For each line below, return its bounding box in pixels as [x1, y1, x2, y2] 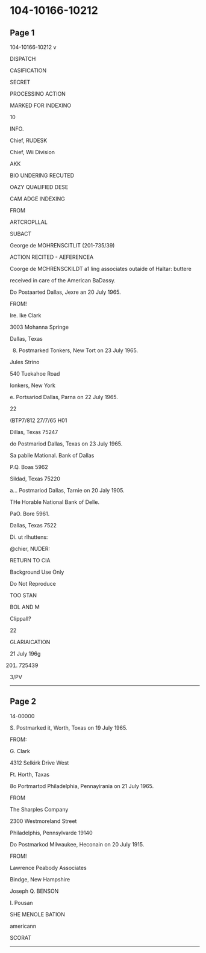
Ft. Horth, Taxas [10, 771, 50, 778]
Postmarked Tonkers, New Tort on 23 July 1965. [18, 347, 138, 354]
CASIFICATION [10, 67, 47, 74]
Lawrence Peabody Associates [10, 864, 87, 871]
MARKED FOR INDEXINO [10, 102, 72, 109]
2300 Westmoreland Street [10, 817, 77, 825]
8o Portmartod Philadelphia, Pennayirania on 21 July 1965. [10, 782, 154, 789]
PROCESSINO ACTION [10, 90, 66, 97]
